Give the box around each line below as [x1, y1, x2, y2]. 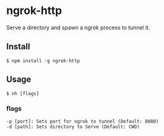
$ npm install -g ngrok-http [6, 57, 80, 64]
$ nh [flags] [6, 90, 39, 96]
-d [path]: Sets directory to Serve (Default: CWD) [6, 123, 140, 130]
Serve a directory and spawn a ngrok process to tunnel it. [6, 24, 150, 31]
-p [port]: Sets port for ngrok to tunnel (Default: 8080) [6, 118, 159, 124]
